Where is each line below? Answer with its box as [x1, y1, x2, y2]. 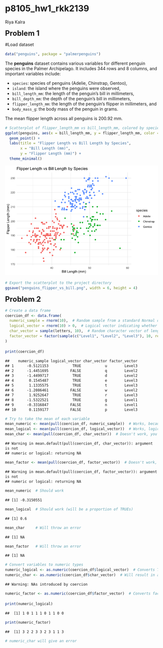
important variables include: [5, 71, 61, 76]
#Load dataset [5, 41, 34, 47]
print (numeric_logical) [5, 601, 53, 606]
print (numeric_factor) [5, 620, 51, 625]
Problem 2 [5, 294, 41, 304]
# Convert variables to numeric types [5, 562, 83, 567]
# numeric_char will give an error [5, 638, 77, 643]
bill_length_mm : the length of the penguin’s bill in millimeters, [12, 91, 134, 96]
